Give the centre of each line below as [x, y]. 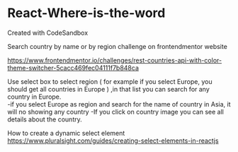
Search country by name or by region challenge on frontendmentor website [118, 46]
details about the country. [45, 119]
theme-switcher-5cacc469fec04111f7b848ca [73, 67]
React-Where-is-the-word [86, 13]
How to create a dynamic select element [66, 133]
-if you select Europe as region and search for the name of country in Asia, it [119, 104]
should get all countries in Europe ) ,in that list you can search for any [109, 89]
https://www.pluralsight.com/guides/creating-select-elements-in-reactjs [113, 141]
